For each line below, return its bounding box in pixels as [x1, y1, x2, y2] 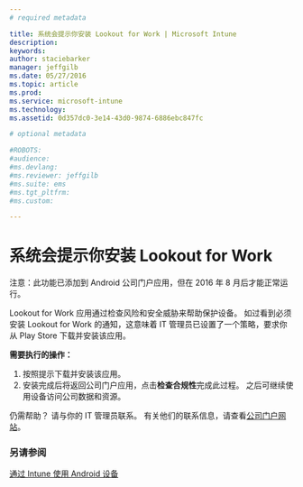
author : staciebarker [9, 55, 91, 64]
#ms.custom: [9, 196, 54, 206]
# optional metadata [9, 130, 87, 139]
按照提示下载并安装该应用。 [22, 369, 126, 380]
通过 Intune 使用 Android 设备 [9, 468, 119, 479]
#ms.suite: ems [9, 179, 67, 188]
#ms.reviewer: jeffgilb [9, 170, 99, 180]
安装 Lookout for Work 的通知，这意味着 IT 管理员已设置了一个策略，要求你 [9, 319, 288, 330]
